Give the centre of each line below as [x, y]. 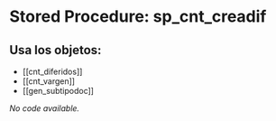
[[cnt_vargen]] [48, 81]
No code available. [44, 108]
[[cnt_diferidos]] [52, 71]
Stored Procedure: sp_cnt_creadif [138, 17]
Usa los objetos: [55, 50]
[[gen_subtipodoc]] [58, 91]
